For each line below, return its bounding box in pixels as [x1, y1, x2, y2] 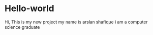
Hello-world [4, 3, 55, 14]
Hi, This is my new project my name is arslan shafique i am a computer [4, 19, 148, 25]
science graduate [4, 24, 40, 30]
